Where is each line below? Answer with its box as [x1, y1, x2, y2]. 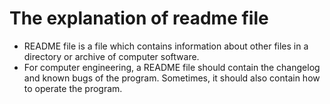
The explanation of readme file [9, 7, 269, 30]
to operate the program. [23, 82, 123, 94]
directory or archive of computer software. [23, 50, 200, 62]
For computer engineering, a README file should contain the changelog [23, 61, 321, 73]
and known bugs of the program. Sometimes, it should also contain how [23, 72, 321, 84]
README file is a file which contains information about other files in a [23, 40, 309, 52]
